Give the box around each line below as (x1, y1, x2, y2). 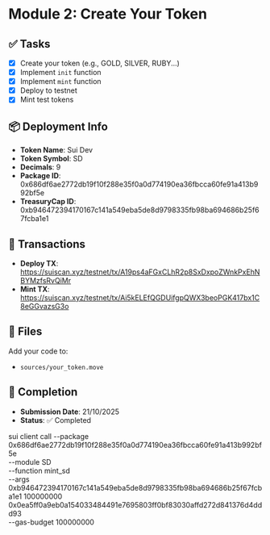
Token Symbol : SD (19, 154, 83, 164)
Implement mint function (19, 77, 102, 86)
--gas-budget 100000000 (8, 517, 95, 527)
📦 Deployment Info (8, 119, 109, 133)
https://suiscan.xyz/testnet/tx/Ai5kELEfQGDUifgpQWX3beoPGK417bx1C (19, 292, 260, 303)
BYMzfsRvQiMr (19, 275, 71, 285)
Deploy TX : (19, 258, 59, 268)
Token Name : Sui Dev (19, 145, 93, 155)
